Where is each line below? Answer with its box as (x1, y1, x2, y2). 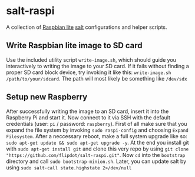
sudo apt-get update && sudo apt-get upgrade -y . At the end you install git (6, 139, 190, 146)
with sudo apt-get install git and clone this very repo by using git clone (6, 145, 189, 152)
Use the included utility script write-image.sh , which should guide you (6, 56, 177, 63)
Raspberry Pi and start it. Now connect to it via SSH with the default (6, 113, 171, 121)
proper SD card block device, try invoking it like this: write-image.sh (6, 69, 171, 76)
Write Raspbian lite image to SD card (6, 41, 143, 51)
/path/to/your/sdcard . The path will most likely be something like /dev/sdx (6, 75, 187, 82)
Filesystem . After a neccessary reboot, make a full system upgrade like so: (6, 132, 187, 139)
